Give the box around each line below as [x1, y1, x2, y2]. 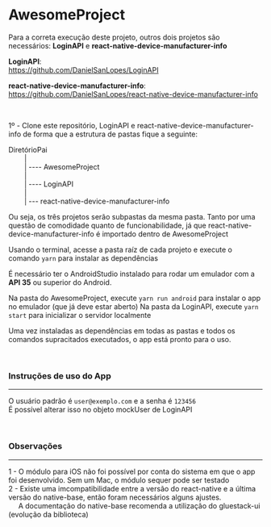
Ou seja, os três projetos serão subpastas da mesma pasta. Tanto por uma [8, 211, 256, 221]
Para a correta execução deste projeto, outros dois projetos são [8, 32, 220, 42]
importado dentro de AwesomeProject [102, 228, 228, 239]
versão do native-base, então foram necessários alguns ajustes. [8, 492, 222, 502]
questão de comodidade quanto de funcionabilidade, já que [8, 220, 207, 230]
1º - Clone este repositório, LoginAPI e [8, 120, 135, 130]
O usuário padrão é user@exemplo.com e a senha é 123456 [8, 396, 196, 406]
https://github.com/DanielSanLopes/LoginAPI [8, 65, 159, 74]
